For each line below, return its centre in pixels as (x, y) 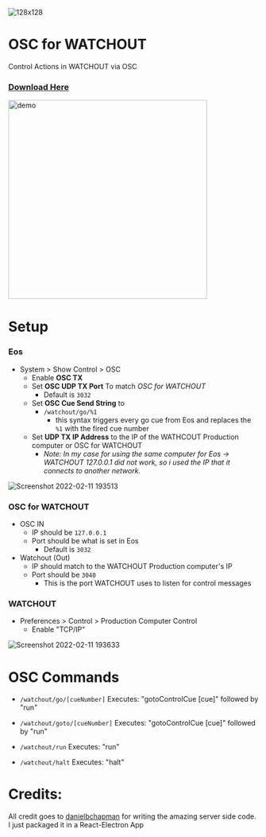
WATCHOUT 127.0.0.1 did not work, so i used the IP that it (137, 462)
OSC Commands (64, 677)
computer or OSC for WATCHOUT (87, 445)
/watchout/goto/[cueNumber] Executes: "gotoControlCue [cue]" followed (137, 723)
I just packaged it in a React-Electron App (76, 825)
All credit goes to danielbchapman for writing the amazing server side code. (132, 816)
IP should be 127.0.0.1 (69, 532)
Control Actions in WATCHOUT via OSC (73, 66)
